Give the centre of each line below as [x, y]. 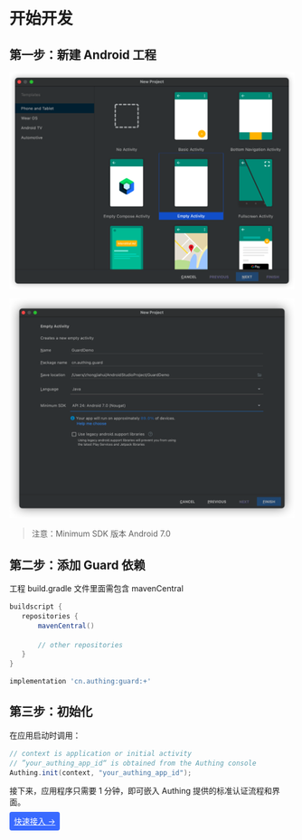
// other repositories [80, 645]
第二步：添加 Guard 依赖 [78, 565]
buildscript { [36, 607]
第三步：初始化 [51, 712]
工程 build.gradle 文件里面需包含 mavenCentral [96, 589]
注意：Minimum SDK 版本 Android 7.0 [101, 533]
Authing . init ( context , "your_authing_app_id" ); [101, 773]
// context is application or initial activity [101, 753]
